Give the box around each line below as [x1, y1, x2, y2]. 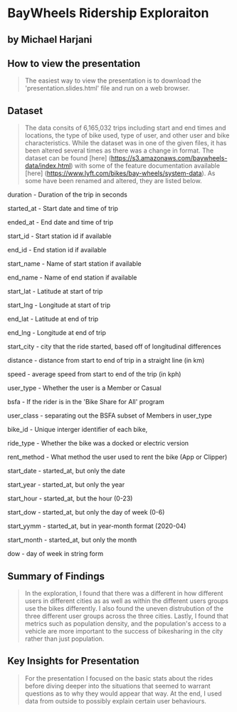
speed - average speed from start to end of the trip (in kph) [7, 370, 181, 378]
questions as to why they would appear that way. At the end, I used [24, 689, 222, 698]
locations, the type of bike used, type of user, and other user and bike [24, 131, 230, 140]
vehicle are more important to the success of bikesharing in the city [24, 627, 223, 636]
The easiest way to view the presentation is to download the [24, 76, 201, 85]
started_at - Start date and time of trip [7, 205, 119, 213]
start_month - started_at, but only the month [7, 536, 137, 545]
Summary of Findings [7, 570, 105, 582]
